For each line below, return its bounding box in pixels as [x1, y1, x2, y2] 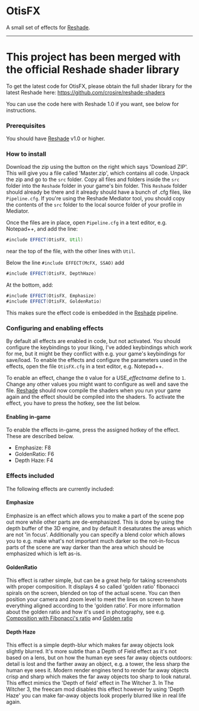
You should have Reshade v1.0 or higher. [6, 135, 105, 142]
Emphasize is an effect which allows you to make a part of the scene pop [6, 512, 185, 519]
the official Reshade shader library [6, 63, 179, 77]
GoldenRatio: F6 [14, 451, 54, 458]
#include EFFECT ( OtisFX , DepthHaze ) [6, 270, 97, 277]
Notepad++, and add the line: [6, 225, 78, 232]
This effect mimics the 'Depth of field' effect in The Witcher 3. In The [6, 679, 174, 687]
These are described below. [6, 433, 74, 440]
